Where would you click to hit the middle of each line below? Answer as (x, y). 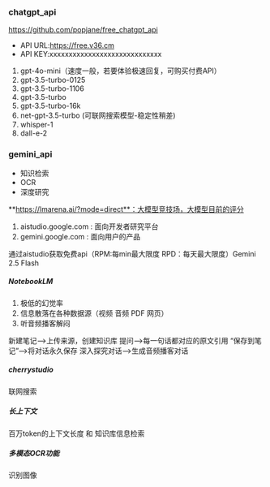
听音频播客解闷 (45, 323)
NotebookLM (31, 282)
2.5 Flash (24, 263)
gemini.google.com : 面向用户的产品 (80, 236)
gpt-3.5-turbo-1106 (52, 88)
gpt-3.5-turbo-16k (50, 106)
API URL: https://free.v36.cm (67, 45)
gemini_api (30, 154)
